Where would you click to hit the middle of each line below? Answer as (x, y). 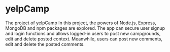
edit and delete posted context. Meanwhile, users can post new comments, (84, 39)
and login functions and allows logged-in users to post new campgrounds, (83, 33)
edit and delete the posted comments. (45, 44)
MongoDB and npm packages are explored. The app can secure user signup (85, 28)
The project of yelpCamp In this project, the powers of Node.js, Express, (81, 23)
